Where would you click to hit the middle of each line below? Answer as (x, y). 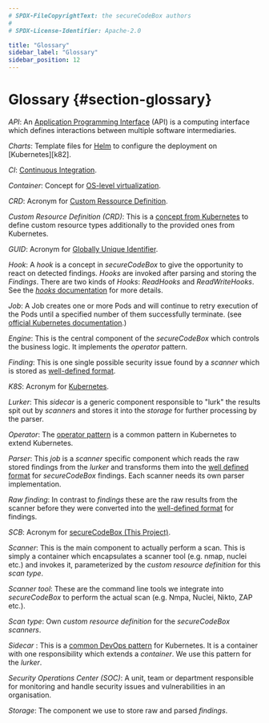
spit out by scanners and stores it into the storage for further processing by (133, 410)
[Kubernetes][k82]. (40, 154)
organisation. (30, 695)
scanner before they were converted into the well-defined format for (121, 508)
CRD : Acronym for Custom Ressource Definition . (88, 200)
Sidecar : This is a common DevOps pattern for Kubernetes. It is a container (133, 645)
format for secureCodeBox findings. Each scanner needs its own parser (126, 475)
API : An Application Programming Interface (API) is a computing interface (129, 122)
